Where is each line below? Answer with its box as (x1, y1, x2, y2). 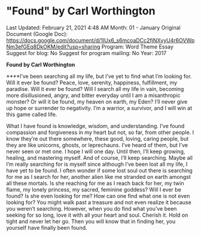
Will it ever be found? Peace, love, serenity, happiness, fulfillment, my (6, 79, 178, 86)
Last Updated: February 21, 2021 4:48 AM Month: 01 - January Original (6, 24, 181, 31)
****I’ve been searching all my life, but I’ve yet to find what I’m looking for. (6, 72, 192, 80)
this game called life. (6, 111, 57, 118)
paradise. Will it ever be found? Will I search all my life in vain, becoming (6, 85, 184, 92)
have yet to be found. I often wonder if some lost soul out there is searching (6, 166, 193, 174)
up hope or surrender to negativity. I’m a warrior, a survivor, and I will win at (6, 104, 193, 111)
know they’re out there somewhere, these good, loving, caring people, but (6, 135, 189, 142)
